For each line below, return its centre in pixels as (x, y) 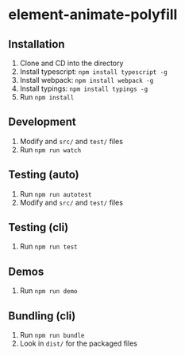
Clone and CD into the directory (71, 63)
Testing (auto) (44, 175)
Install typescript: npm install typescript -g (94, 72)
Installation (37, 44)
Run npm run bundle (52, 335)
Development (42, 122)
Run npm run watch (50, 150)
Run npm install (47, 97)
